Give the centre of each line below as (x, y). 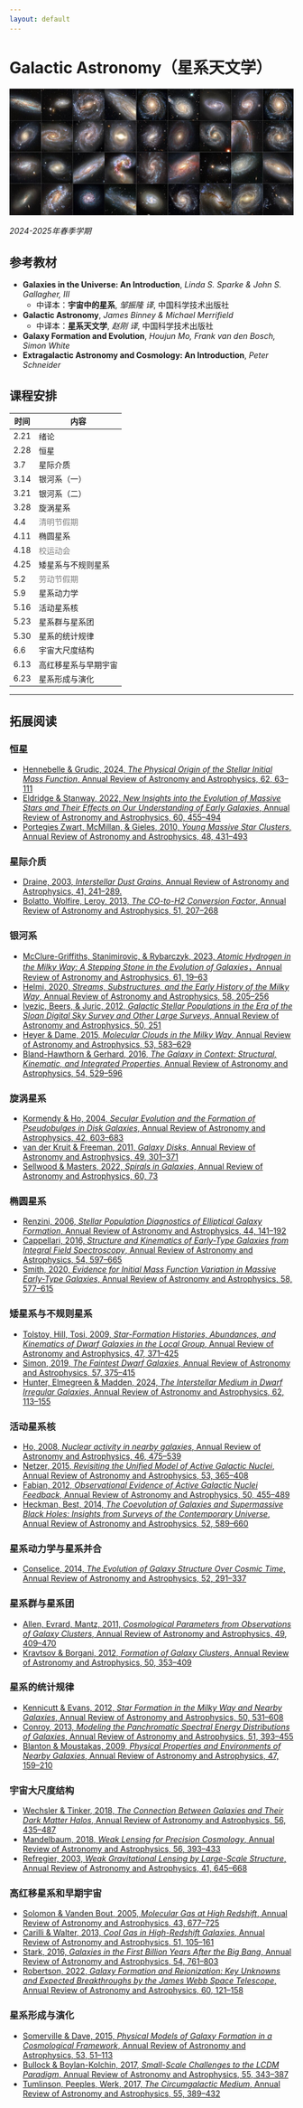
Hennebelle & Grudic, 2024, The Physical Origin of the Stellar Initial (147, 769)
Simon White (46, 346)
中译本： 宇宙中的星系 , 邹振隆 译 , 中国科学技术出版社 (133, 305)
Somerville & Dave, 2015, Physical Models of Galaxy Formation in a (147, 2036)
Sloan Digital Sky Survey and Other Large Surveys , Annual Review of (151, 1015)
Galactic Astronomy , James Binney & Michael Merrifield (128, 315)
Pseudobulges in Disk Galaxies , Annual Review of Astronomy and (144, 1128)
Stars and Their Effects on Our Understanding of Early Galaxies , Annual (156, 808)
